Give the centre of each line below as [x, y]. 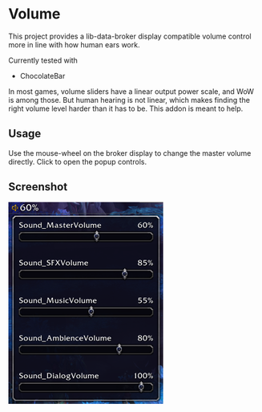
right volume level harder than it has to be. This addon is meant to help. [126, 108]
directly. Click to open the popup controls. [77, 161]
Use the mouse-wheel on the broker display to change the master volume [130, 153]
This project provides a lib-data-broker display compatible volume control [130, 36]
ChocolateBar [42, 75]
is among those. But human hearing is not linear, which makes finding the [129, 100]
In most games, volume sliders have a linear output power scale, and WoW [131, 91]
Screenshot [38, 187]
